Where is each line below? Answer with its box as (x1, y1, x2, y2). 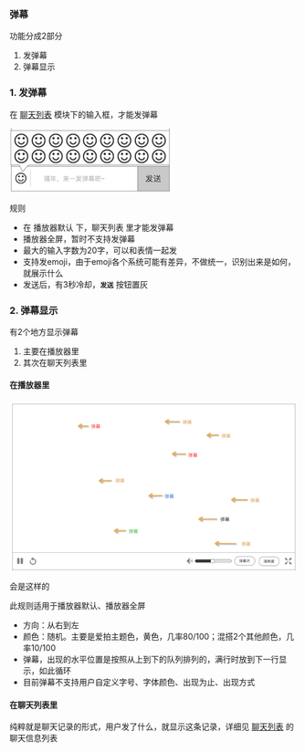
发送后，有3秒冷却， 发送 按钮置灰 (22, 278, 149, 289)
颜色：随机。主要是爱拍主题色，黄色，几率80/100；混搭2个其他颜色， (22, 632, 287, 642)
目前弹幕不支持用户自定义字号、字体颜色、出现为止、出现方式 (22, 677, 256, 687)
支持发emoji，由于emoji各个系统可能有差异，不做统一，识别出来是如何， (22, 256, 296, 266)
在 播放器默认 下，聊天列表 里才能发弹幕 (22, 222, 174, 233)
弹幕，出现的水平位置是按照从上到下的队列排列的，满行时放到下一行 (22, 654, 279, 664)
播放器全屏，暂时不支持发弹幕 (22, 233, 135, 244)
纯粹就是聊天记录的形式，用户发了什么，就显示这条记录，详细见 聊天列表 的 (9, 721, 294, 732)
